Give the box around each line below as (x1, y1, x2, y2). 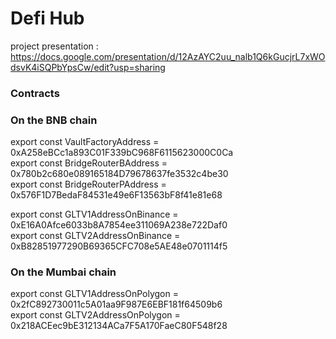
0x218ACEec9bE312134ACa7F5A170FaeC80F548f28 (10, 320, 228, 332)
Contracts (10, 86, 60, 100)
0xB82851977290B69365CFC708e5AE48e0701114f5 (10, 240, 228, 252)
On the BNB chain (10, 113, 98, 127)
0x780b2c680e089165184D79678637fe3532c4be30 (10, 168, 229, 180)
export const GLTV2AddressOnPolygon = (10, 309, 181, 321)
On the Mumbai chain (10, 265, 117, 279)
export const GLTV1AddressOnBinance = (10, 208, 179, 221)
